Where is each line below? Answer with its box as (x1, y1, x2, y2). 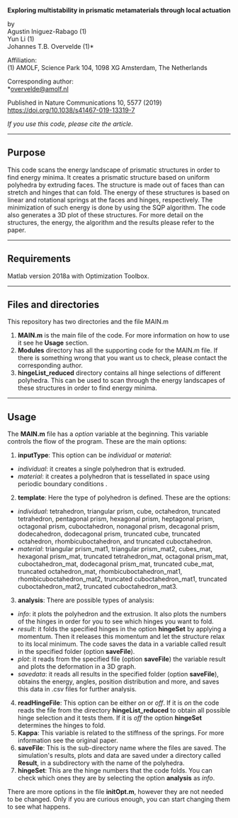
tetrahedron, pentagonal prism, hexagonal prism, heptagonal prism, (17, 514, 215, 523)
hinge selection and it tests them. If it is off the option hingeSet (17, 714, 202, 722)
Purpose (7, 146, 46, 159)
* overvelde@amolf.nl (7, 85, 69, 93)
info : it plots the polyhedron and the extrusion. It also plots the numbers (17, 610, 227, 618)
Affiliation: (7, 56, 38, 64)
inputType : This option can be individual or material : (17, 451, 172, 459)
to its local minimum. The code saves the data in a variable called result (17, 640, 227, 648)
